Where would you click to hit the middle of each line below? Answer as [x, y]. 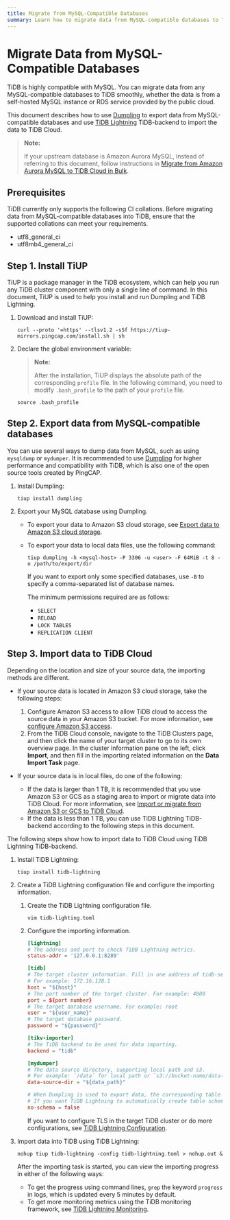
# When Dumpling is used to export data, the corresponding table [124, 1095]
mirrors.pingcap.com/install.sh [63, 336]
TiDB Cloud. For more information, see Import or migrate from [114, 803]
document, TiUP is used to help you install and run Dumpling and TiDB [106, 297]
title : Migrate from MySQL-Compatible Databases [78, 13]
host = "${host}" [52, 987]
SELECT [47, 611]
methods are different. [39, 677]
